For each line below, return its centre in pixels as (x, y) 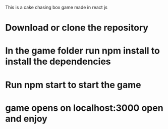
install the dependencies (58, 61)
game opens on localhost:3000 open (84, 108)
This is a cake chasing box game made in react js (56, 7)
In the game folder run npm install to (82, 51)
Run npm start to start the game (73, 85)
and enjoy (26, 119)
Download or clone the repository (77, 28)
